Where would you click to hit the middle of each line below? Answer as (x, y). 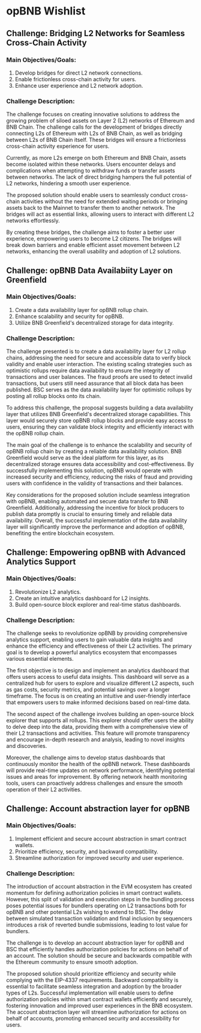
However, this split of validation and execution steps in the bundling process (100, 900)
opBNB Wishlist (46, 11)
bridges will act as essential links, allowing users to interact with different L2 (100, 214)
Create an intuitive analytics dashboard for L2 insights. (82, 598)
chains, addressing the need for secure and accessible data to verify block (98, 358)
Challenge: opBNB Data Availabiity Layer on (89, 270)
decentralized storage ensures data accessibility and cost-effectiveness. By (100, 464)
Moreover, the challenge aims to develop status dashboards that (86, 758)
